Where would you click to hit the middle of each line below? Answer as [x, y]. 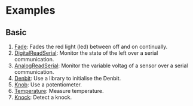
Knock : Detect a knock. [43, 97]
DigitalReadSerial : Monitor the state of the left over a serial [86, 53]
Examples [30, 10]
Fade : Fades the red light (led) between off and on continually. [91, 46]
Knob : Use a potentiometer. [48, 85]
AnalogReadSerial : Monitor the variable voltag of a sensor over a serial [101, 66]
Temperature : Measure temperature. [59, 91]
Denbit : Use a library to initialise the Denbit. [68, 78]
